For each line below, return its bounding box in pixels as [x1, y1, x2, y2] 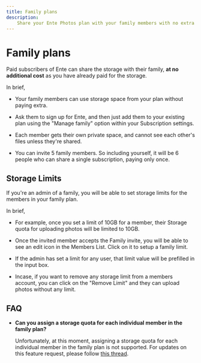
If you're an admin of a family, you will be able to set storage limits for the [6, 189, 188, 197]
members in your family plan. [6, 196, 78, 203]
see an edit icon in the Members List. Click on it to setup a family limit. [14, 243, 188, 251]
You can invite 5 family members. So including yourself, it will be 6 [14, 150, 179, 157]
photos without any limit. [14, 286, 76, 293]
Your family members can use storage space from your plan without [14, 96, 184, 103]
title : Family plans [6, 8, 58, 15]
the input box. [14, 261, 50, 269]
